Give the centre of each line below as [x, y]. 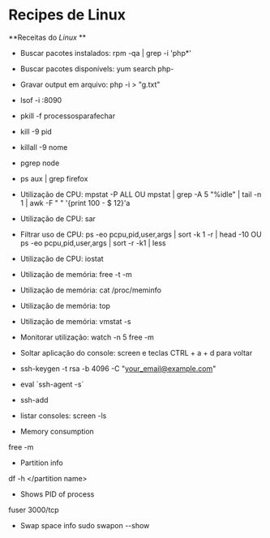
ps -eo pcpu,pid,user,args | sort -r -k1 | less [93, 243]
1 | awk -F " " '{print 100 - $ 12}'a [75, 203]
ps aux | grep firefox [54, 178]
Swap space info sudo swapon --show [85, 525]
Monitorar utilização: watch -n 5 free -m [87, 337]
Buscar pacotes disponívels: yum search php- [97, 68]
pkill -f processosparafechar [68, 116]
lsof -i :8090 [41, 100]
